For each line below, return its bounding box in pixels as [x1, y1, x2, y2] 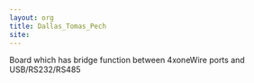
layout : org [9, 13, 54, 23]
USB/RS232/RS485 [9, 64, 81, 75]
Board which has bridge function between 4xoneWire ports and [9, 55, 245, 66]
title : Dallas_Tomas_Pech [9, 22, 106, 31]
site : [9, 30, 30, 39]
